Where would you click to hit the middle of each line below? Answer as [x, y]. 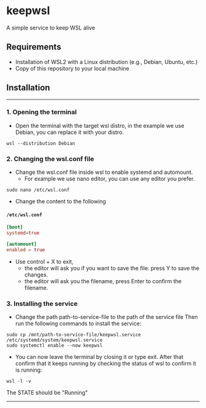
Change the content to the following [60, 202]
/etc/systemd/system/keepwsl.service [55, 340]
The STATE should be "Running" [47, 393]
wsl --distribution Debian [41, 143]
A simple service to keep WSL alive [51, 28]
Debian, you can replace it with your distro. [70, 132]
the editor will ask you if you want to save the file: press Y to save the [112, 268]
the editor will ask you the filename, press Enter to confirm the [103, 281]
